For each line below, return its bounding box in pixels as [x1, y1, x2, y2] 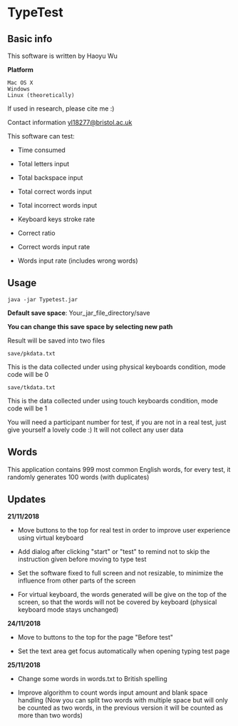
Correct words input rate [17, 243, 90, 251]
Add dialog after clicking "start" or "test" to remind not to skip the [17, 548, 210, 556]
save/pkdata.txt [7, 350, 56, 357]
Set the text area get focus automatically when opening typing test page [17, 647, 230, 655]
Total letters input [17, 160, 70, 168]
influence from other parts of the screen [17, 576, 136, 585]
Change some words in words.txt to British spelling [17, 675, 167, 683]
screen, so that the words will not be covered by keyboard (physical [17, 598, 217, 607]
